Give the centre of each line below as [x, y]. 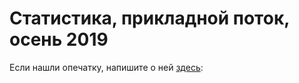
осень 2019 [59, 39]
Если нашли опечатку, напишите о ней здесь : [106, 67]
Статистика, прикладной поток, [149, 18]
